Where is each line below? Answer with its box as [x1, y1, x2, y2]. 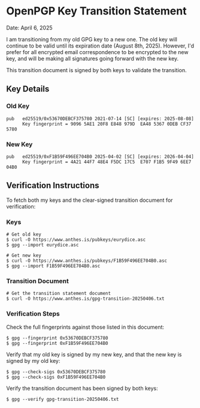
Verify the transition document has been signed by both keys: [6, 385, 158, 392]
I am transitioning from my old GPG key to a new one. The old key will [6, 35, 178, 43]
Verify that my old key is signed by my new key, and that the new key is [6, 350, 182, 358]
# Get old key [6, 231, 42, 238]
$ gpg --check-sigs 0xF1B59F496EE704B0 [6, 374, 106, 380]
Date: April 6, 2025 [6, 24, 53, 31]
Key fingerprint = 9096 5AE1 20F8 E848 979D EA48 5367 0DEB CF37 [22, 121, 192, 127]
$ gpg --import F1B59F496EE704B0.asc [6, 263, 101, 269]
